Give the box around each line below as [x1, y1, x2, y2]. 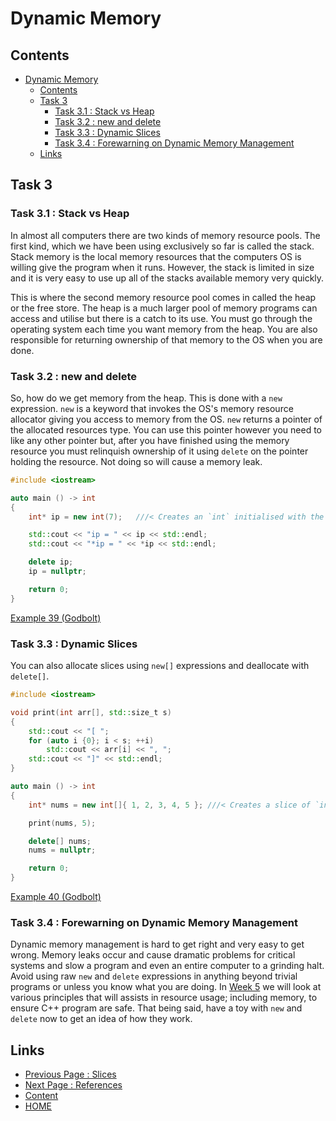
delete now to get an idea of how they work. [10, 1013, 193, 1025]
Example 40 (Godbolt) [10, 891, 102, 903]
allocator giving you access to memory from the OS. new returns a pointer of [10, 413, 323, 425]
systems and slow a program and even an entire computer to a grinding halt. [10, 960, 325, 972]
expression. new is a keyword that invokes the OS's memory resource [10, 402, 294, 414]
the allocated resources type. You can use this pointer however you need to [10, 423, 322, 436]
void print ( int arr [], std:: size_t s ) [10, 707, 172, 717]
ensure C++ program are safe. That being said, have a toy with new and [10, 1002, 303, 1014]
